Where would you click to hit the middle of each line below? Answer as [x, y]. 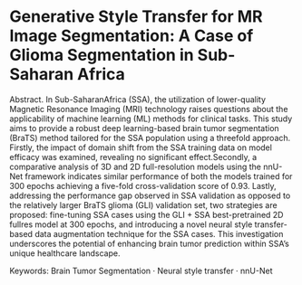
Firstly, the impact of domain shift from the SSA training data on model [141, 147]
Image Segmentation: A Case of [132, 36]
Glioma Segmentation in [102, 55]
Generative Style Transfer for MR [136, 17]
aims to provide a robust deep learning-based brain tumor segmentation [144, 128]
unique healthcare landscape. [65, 253]
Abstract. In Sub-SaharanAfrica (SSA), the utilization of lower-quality [137, 99]
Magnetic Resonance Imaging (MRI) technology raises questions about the [149, 109]
